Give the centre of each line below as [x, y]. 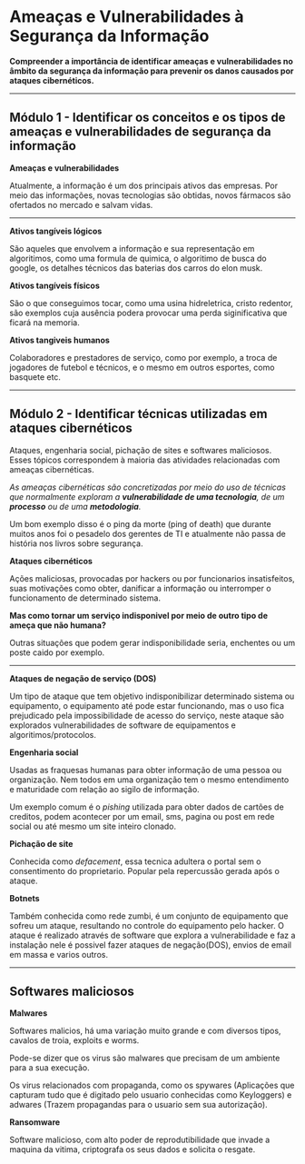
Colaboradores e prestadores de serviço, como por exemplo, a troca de [143, 357]
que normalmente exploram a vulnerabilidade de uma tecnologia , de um [147, 496]
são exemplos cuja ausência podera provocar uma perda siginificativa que [148, 313]
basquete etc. [35, 377]
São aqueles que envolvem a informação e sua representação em [132, 248]
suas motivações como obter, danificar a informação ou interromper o [140, 588]
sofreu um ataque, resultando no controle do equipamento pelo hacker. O [147, 925]
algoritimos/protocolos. [53, 734]
